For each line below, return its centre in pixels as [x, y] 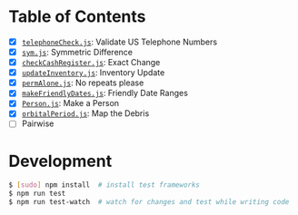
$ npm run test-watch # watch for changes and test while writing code [149, 202]
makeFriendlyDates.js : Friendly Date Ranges [104, 93]
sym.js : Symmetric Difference [77, 52]
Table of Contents [77, 17]
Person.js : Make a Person [70, 103]
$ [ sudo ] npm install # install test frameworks [104, 185]
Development [60, 161]
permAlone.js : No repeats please [83, 83]
